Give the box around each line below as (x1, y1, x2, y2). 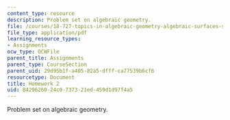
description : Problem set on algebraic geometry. (7, 16, 152, 23)
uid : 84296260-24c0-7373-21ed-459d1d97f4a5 (7, 86, 133, 93)
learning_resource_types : (7, 36, 81, 43)
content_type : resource (7, 10, 75, 17)
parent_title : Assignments (7, 55, 84, 62)
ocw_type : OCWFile (7, 49, 60, 56)
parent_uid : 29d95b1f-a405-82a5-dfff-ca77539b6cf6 (7, 67, 155, 74)
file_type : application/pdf (7, 29, 88, 36)
